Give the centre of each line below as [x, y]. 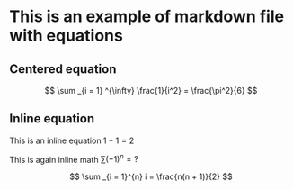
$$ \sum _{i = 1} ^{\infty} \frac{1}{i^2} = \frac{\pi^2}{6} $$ [151, 90]
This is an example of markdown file [147, 17]
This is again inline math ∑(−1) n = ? [74, 158]
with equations [66, 36]
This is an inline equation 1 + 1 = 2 [72, 140]
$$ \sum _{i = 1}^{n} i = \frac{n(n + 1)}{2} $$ [151, 176]
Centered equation [63, 69]
